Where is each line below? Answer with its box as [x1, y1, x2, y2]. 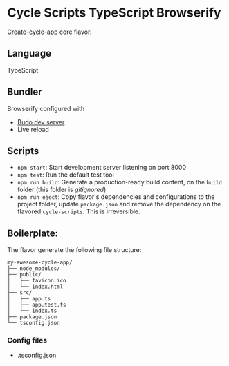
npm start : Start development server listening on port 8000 [17, 164, 187, 172]
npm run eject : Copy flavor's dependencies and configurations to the [17, 193, 215, 201]
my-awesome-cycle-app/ [7, 259, 73, 267]
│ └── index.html [7, 283, 64, 291]
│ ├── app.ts [7, 296, 51, 302]
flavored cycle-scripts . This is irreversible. [17, 207, 140, 215]
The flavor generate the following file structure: [7, 246, 142, 254]
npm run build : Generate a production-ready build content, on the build [17, 178, 223, 186]
